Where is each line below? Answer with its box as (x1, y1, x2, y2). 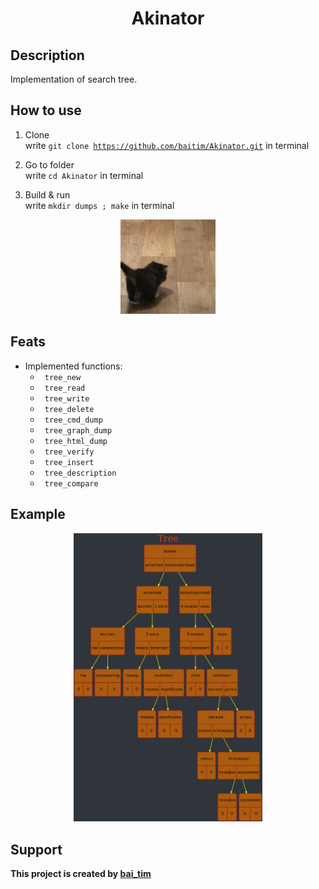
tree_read (44, 383, 86, 393)
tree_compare (44, 478, 99, 489)
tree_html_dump (44, 436, 108, 446)
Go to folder (24, 158, 75, 171)
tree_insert (44, 457, 95, 467)
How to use (10, 102, 82, 119)
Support (10, 841, 63, 858)
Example (10, 506, 66, 523)
